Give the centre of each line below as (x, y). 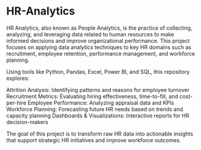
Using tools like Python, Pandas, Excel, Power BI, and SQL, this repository (98, 71)
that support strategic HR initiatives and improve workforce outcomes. (94, 140)
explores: (18, 78)
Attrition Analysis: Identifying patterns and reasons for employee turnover (98, 90)
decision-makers (27, 122)
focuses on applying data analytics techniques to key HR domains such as (99, 47)
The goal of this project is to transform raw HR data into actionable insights (100, 134)
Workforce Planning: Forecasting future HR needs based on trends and (95, 109)
